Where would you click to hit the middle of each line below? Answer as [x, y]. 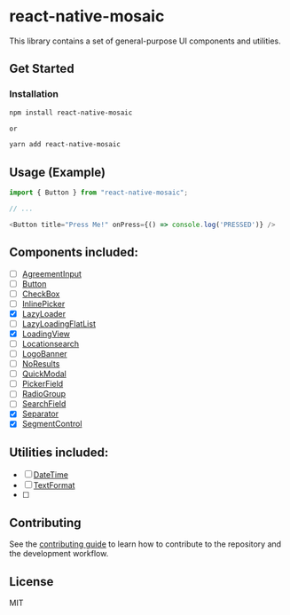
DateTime [51, 475]
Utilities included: [59, 452]
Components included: [74, 252]
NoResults [41, 364]
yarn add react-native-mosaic [65, 145]
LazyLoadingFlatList [59, 323]
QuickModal [44, 374]
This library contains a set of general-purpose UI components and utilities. [145, 41]
